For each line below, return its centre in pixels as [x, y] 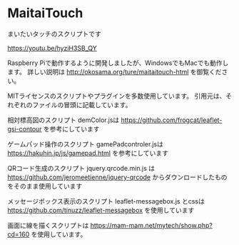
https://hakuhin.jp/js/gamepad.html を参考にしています [88, 153]
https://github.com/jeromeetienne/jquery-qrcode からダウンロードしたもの [117, 177]
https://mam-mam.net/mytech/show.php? [151, 225]
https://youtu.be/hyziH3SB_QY [52, 48]
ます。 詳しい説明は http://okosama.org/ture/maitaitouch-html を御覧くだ [115, 71]
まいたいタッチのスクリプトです [54, 34]
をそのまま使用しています [45, 186]
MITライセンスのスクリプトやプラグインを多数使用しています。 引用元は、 [117, 96]
